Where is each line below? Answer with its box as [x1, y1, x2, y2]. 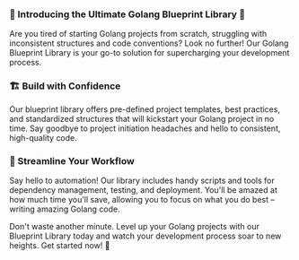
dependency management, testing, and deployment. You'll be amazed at [9, 184, 278, 195]
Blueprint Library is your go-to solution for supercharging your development [9, 48, 290, 58]
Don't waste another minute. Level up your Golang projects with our [9, 221, 260, 231]
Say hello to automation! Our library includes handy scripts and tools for [9, 175, 276, 186]
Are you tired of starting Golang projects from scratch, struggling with [9, 29, 268, 39]
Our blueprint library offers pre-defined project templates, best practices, [9, 103, 281, 115]
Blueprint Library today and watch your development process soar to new [9, 230, 282, 241]
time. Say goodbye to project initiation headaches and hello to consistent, [9, 123, 281, 134]
